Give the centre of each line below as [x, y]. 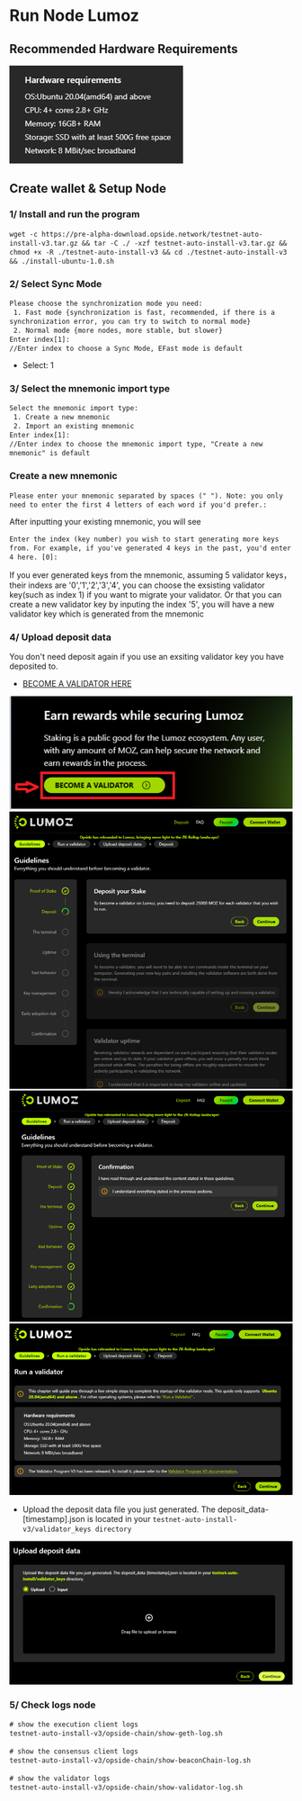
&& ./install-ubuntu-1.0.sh [62, 261]
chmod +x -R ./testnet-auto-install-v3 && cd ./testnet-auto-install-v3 [148, 252]
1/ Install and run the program [75, 214]
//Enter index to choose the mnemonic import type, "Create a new [136, 445]
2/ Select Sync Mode [56, 284]
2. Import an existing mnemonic [74, 427]
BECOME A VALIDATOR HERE [77, 683]
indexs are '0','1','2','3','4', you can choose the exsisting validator [147, 585]
